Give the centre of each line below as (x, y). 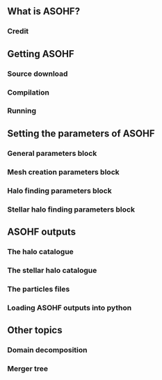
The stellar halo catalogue (52, 270)
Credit (18, 31)
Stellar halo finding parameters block (71, 209)
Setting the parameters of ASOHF (81, 133)
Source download (38, 74)
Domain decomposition (47, 349)
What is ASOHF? (44, 11)
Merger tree (28, 368)
